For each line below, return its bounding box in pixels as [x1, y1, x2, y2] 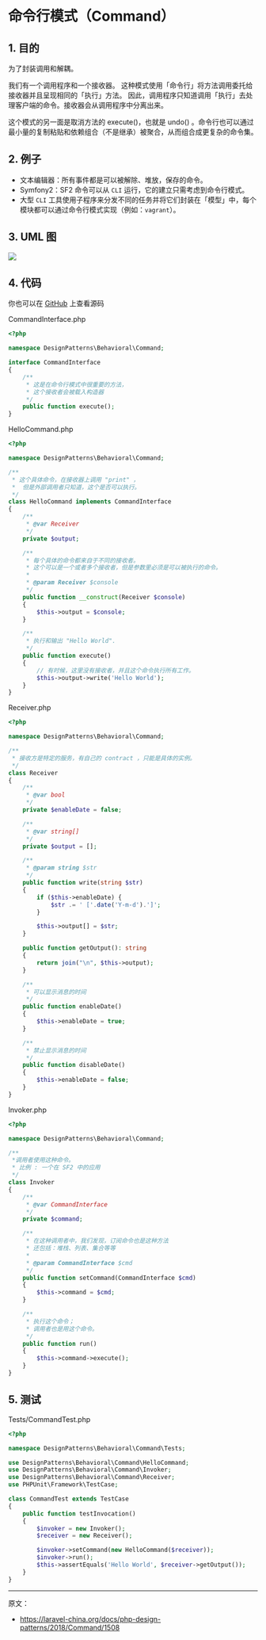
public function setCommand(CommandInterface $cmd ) [22, 1274, 196, 1282]
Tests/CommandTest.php [8, 1414, 91, 1424]
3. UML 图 [8, 231, 57, 244]
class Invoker [8, 1179, 55, 1187]
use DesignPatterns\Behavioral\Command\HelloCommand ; [8, 1458, 190, 1466]
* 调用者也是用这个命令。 [25, 1325, 98, 1332]
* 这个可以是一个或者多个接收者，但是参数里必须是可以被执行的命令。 [25, 564, 222, 572]
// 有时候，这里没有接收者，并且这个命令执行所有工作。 [36, 667, 196, 675]
